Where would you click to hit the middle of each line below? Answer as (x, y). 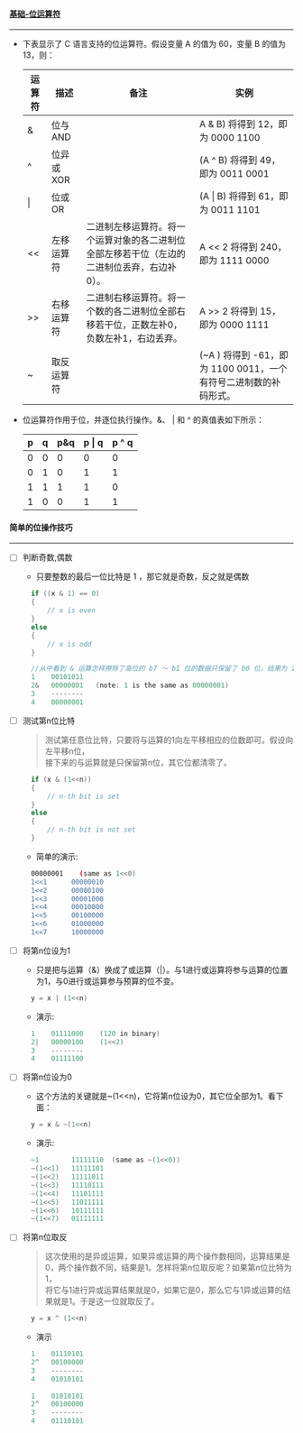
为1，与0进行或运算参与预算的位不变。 (107, 981)
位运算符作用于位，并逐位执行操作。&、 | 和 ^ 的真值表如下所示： (143, 420)
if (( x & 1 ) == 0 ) (65, 594)
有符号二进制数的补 (240, 382)
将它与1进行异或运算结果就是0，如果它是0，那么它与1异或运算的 (164, 1291)
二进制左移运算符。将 (132, 227)
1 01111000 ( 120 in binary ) (96, 1033)
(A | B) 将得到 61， (239, 197)
